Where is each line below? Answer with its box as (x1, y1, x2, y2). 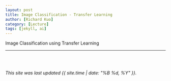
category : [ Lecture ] (5, 21, 49, 27)
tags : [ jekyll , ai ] (5, 26, 47, 31)
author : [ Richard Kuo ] (5, 17, 53, 22)
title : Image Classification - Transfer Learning (5, 12, 113, 17)
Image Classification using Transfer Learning (5, 40, 99, 46)
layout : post (5, 7, 33, 13)
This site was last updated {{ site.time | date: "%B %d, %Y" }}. (5, 70, 137, 76)
